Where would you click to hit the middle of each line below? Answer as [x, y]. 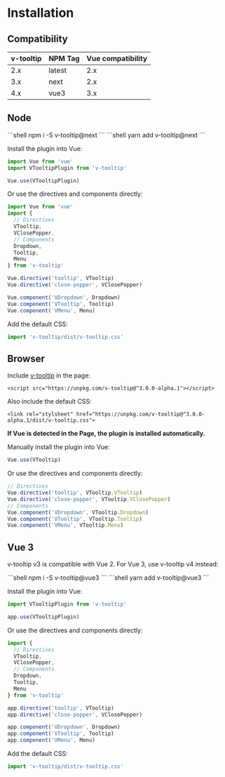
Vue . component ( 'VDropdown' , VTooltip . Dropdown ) [78, 512]
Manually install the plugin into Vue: [59, 447]
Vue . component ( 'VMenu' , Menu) [52, 310]
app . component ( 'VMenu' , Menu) [52, 741]
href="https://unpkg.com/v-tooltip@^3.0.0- [141, 414]
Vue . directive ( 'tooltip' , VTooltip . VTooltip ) [75, 493]
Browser [26, 358]
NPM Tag [64, 59]
